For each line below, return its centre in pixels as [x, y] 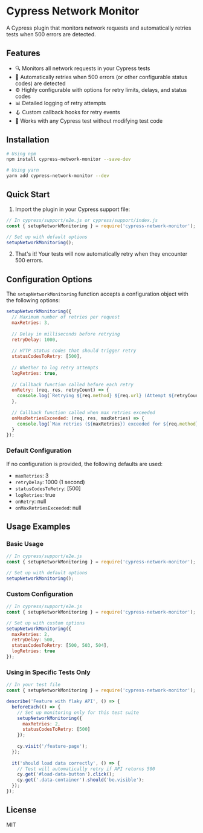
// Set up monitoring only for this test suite [78, 712]
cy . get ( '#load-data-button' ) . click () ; [66, 774]
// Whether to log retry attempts [55, 368]
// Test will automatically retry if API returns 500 [86, 769]
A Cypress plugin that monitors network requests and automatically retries [99, 28]
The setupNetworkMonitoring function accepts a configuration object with [97, 294]
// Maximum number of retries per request [66, 317]
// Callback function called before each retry [73, 384]
